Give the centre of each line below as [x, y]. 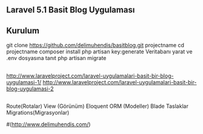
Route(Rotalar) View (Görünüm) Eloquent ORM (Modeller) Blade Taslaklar [98, 106]
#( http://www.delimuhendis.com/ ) [48, 124]
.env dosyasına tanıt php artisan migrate [56, 58]
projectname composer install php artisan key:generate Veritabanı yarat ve [99, 52]
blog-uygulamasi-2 [30, 89]
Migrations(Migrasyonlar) [38, 112]
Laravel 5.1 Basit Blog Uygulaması [71, 10]
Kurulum [23, 31]
